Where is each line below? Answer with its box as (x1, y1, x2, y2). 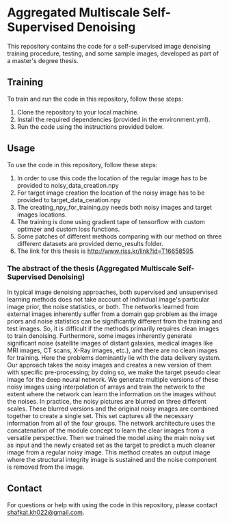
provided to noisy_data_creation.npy (16, 181, 120, 189)
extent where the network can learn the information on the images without (7, 389, 217, 398)
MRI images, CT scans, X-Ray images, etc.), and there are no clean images (7, 346, 218, 354)
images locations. (16, 210, 67, 219)
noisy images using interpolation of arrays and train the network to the (7, 382, 205, 391)
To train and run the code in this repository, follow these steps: (7, 95, 183, 103)
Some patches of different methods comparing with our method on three (16, 232, 222, 241)
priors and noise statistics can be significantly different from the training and (7, 317, 223, 325)
